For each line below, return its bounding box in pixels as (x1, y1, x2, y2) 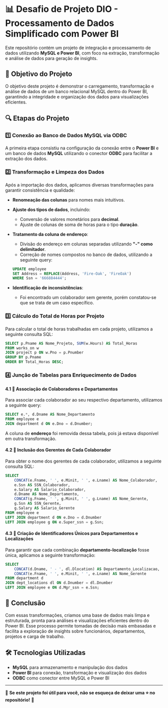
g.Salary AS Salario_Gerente (14, 505, 75, 511)
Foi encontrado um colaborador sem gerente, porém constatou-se (19, 294, 156, 300)
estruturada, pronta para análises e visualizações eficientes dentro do (5, 617, 149, 623)
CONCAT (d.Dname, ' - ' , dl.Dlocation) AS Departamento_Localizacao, (14, 566, 160, 571)
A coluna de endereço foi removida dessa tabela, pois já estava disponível (5, 430, 159, 436)
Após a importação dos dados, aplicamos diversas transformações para (5, 181, 154, 187)
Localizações (5, 535, 33, 542)
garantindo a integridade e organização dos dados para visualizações (5, 93, 149, 99)
